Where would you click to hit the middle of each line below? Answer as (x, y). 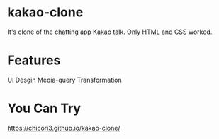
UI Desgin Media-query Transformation (64, 80)
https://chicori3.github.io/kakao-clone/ (64, 128)
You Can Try (44, 108)
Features (34, 60)
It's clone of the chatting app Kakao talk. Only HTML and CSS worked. (110, 32)
